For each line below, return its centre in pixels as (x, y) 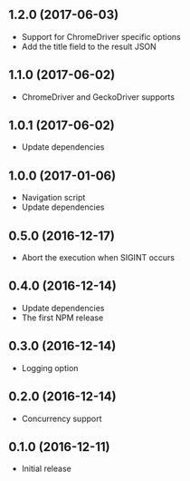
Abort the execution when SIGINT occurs (98, 258)
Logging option (50, 368)
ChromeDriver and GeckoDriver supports (98, 97)
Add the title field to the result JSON (89, 46)
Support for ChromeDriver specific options (101, 36)
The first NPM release (62, 318)
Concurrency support (62, 418)
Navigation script (53, 198)
